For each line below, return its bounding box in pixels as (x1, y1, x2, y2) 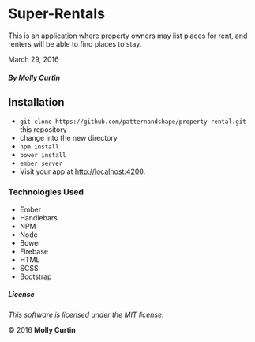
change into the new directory (19, 133, 118, 143)
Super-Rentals (8, 5, 105, 23)
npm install (19, 143, 59, 151)
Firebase (19, 246, 49, 256)
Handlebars (19, 212, 58, 222)
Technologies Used (8, 186, 84, 197)
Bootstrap (19, 272, 52, 281)
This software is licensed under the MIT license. (8, 310, 164, 319)
